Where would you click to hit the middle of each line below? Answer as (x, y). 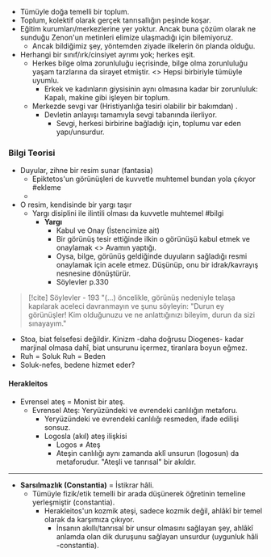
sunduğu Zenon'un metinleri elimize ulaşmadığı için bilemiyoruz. (127, 37)
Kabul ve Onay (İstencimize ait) (108, 230)
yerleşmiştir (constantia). (73, 502)
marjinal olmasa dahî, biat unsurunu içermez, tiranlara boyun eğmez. (133, 348)
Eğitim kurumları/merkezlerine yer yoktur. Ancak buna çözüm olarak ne (138, 29)
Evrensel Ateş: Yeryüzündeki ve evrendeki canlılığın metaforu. (135, 410)
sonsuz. (57, 427)
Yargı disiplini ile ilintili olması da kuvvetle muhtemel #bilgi (128, 213)
